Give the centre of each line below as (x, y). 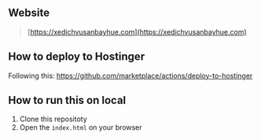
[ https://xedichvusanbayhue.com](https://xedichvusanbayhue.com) (137, 31)
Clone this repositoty (53, 119)
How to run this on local (67, 100)
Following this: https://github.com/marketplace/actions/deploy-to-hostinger (130, 76)
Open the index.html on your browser (81, 127)
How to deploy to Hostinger (77, 57)
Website (29, 13)
